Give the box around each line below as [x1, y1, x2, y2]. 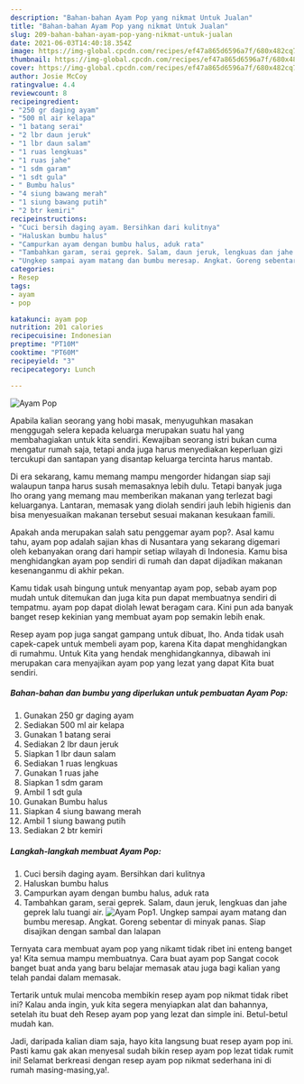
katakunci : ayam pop [10, 315, 88, 324]
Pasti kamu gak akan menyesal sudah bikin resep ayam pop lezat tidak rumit [10, 1045, 294, 1056]
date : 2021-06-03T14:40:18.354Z [10, 38, 132, 48]
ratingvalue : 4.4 [10, 80, 76, 89]
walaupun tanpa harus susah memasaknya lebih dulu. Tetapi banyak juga [10, 480, 282, 491]
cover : [10, 64, 35, 73]
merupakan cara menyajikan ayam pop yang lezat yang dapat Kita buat [10, 657, 274, 668]
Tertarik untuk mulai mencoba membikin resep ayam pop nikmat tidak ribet [10, 989, 289, 1001]
